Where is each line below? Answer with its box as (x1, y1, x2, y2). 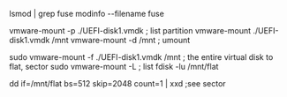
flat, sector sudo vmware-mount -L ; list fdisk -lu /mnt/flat (9, 62, 219, 71)
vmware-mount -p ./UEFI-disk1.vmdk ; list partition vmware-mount (9, 26, 252, 35)
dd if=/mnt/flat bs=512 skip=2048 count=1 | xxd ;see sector (9, 78, 227, 88)
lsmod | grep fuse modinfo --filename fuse (9, 9, 165, 19)
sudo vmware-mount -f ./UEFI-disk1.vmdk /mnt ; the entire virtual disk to (9, 52, 274, 62)
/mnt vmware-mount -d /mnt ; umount (51, 35, 191, 45)
